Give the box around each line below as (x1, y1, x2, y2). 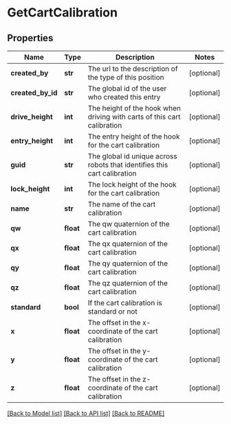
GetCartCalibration (7, 5, 118, 21)
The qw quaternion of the (87, 220, 170, 228)
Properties (7, 32, 54, 44)
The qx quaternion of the (87, 239, 168, 248)
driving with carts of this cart (87, 112, 181, 121)
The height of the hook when (87, 104, 181, 113)
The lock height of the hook (87, 180, 177, 189)
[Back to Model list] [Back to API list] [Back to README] (7, 410, 165, 417)
